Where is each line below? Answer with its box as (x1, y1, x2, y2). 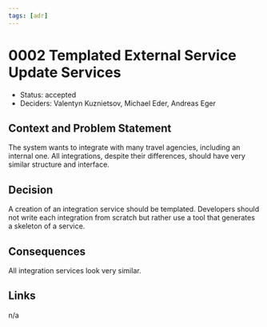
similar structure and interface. (8, 159, 110, 169)
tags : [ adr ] (8, 11, 48, 20)
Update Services (8, 63, 122, 81)
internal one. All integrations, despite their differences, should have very (8, 151, 246, 161)
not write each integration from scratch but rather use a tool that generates (8, 213, 256, 223)
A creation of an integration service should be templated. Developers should (8, 204, 260, 214)
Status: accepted (19, 90, 77, 99)
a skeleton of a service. (8, 221, 86, 231)
